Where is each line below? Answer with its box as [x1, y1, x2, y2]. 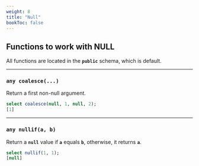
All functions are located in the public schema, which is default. [6, 58, 162, 65]
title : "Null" [6, 14, 41, 20]
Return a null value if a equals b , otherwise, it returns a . [6, 138, 142, 145]
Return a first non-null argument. [6, 90, 86, 97]
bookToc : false [6, 20, 44, 25]
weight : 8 [6, 8, 31, 15]
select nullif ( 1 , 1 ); [6, 149, 60, 156]
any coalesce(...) [6, 78, 59, 85]
